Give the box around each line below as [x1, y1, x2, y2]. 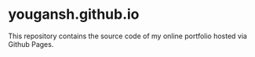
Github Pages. [8, 39, 54, 48]
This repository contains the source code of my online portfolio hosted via [8, 31, 247, 41]
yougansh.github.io [8, 5, 140, 23]
